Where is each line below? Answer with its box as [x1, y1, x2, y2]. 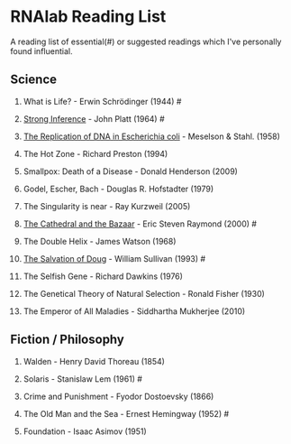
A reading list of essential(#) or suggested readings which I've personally [10, 36, 282, 47]
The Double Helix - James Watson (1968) [23, 236, 177, 246]
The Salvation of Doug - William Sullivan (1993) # [23, 253, 206, 264]
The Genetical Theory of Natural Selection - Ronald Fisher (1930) [23, 288, 265, 299]
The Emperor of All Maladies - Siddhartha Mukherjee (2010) [23, 305, 246, 317]
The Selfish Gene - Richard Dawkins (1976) [23, 271, 184, 282]
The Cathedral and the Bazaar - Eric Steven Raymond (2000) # [23, 218, 258, 229]
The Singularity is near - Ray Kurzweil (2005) [23, 200, 191, 211]
